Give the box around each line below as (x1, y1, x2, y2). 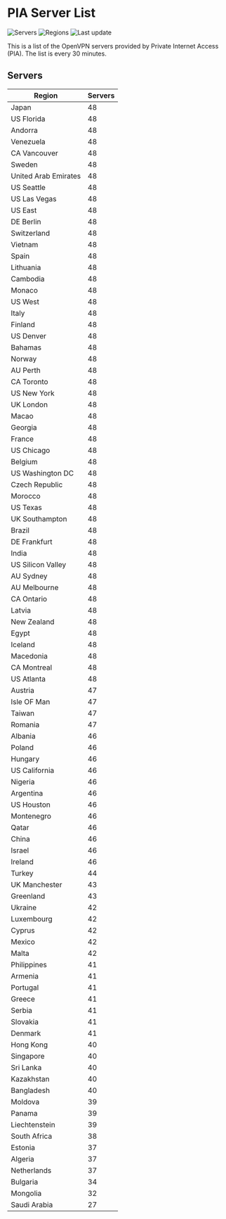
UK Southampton (11, 513, 67, 523)
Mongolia (11, 1188, 42, 1198)
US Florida (11, 114, 46, 124)
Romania (11, 720, 40, 729)
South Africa (11, 1131, 53, 1141)
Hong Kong (11, 1040, 48, 1049)
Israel (11, 845, 29, 855)
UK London (11, 400, 48, 409)
